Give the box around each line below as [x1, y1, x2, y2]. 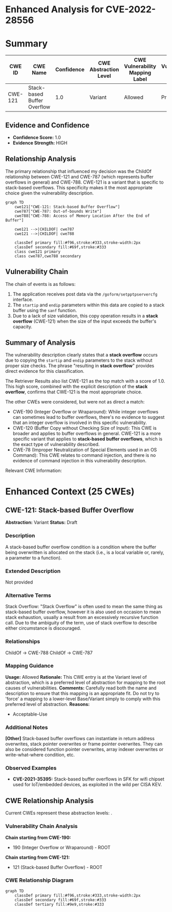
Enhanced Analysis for [5, 4, 104, 15]
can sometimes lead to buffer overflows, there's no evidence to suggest [12, 414, 165, 420]
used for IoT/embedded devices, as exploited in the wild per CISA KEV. [12, 782, 162, 788]
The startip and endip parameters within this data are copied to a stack [12, 302, 165, 308]
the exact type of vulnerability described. [12, 441, 100, 448]
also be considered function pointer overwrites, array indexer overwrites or [5, 746, 164, 752]
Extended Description [5, 567, 61, 574]
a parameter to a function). [5, 554, 62, 561]
